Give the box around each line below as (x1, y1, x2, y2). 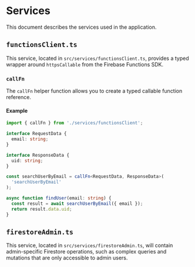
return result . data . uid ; (11, 206, 72, 212)
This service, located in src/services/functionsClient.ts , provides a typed (6, 55, 189, 62)
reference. (6, 94, 31, 101)
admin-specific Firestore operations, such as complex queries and (6, 248, 167, 255)
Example (6, 107, 28, 114)
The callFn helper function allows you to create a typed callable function (6, 87, 183, 94)
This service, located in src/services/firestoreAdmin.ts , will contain (6, 242, 173, 249)
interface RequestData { (6, 131, 67, 137)
